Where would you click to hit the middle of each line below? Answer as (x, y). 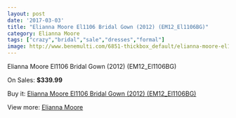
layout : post (26, 14)
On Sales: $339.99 (35, 80)
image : (17, 46)
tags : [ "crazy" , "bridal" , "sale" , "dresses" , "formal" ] (86, 40)
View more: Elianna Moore (45, 107)
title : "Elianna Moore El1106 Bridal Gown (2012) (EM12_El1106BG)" (108, 27)
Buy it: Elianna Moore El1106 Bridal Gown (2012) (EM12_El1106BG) (102, 93)
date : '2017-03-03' (36, 20)
